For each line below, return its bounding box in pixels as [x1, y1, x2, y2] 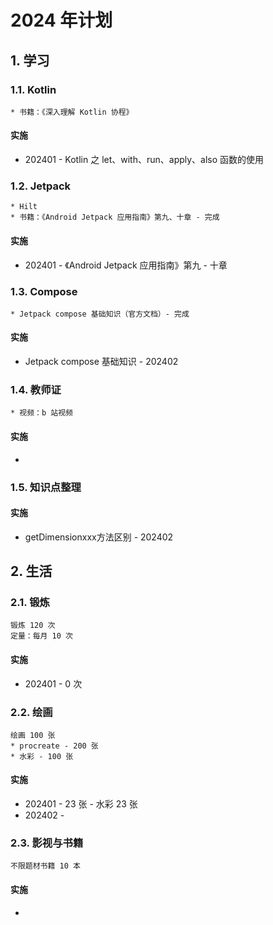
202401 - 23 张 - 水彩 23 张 [24, 798, 138, 810]
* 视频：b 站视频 [10, 408, 73, 418]
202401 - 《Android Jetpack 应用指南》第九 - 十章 [24, 259, 228, 271]
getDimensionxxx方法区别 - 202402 [24, 531, 174, 543]
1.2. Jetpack [10, 179, 72, 193]
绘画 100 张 [10, 730, 56, 740]
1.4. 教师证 [10, 383, 62, 396]
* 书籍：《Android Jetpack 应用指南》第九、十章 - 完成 [10, 212, 220, 223]
